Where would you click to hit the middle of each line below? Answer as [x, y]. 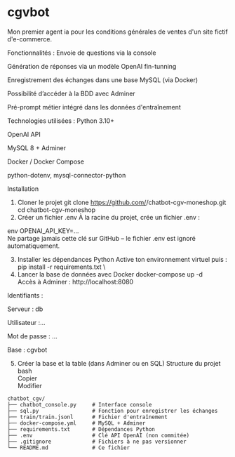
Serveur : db [25, 309]
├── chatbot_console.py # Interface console [80, 404]
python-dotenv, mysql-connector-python [67, 175]
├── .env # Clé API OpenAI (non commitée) [99, 435]
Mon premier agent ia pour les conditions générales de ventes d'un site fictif [117, 32]
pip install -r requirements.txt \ [61, 267]
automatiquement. [34, 246]
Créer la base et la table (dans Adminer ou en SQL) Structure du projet [119, 363]
